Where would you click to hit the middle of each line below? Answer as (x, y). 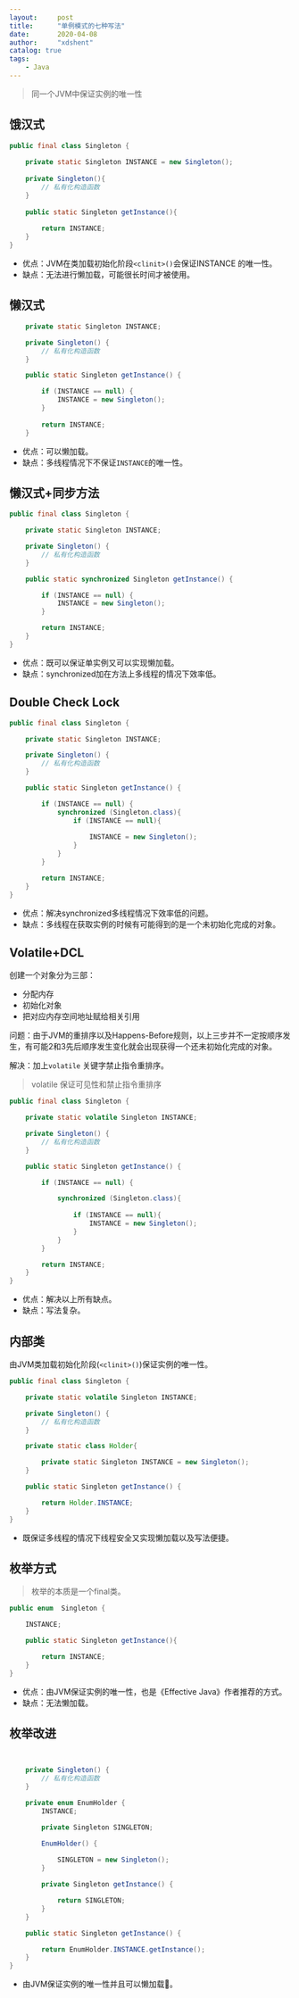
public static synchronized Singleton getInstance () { (129, 579)
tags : (19, 59)
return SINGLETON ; (91, 1901)
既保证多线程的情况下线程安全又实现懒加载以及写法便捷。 (128, 1538)
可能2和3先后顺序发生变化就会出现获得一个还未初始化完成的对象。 (155, 1047)
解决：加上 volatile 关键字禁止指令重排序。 (89, 1065)
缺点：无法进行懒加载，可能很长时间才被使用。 (108, 275)
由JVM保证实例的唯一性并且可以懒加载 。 (100, 1984)
